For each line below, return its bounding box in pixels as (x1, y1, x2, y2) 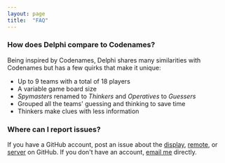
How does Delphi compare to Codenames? (7, 40, 156, 50)
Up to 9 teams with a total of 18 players (17, 77, 131, 85)
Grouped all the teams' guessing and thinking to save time (17, 99, 186, 107)
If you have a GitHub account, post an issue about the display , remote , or (7, 141, 218, 149)
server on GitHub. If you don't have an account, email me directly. (7, 148, 198, 157)
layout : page (7, 10, 46, 18)
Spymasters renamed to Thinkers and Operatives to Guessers (17, 92, 196, 100)
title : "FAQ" (7, 17, 49, 24)
